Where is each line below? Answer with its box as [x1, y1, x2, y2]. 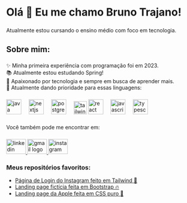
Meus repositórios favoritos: [6, 163, 91, 172]
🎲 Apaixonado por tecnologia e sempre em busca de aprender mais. [6, 78, 175, 85]
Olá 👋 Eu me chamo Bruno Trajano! [6, 5, 182, 19]
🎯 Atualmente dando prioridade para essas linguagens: [6, 84, 142, 92]
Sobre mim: [6, 44, 50, 54]
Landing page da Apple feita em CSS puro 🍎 [14, 190, 124, 197]
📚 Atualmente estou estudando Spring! [6, 69, 104, 77]
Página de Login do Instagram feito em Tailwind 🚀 [14, 177, 138, 184]
